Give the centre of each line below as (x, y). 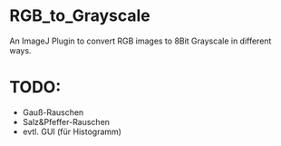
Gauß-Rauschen (53, 112)
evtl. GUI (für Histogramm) (72, 131)
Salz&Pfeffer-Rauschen (66, 122)
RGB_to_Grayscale (80, 16)
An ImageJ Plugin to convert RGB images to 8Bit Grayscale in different (140, 41)
